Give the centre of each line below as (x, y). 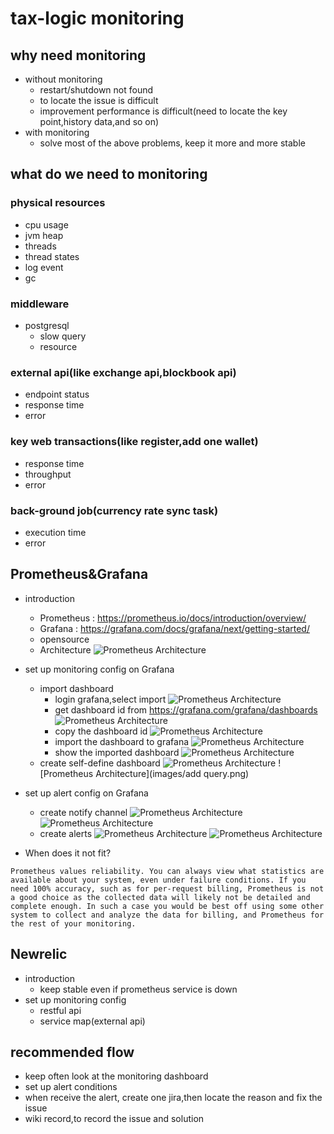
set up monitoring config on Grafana (99, 669)
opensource (64, 639)
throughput (48, 474)
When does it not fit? (68, 853)
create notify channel (83, 812)
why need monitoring (78, 55)
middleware (40, 304)
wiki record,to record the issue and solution (114, 1119)
